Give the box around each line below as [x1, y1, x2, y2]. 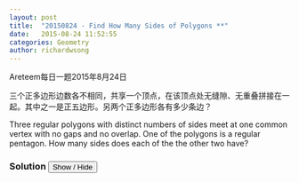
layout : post [9, 12, 58, 22]
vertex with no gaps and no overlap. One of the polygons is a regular [9, 129, 261, 139]
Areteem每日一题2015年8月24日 [9, 72, 127, 83]
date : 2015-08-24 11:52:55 [9, 29, 117, 38]
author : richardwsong [9, 46, 90, 55]
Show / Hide [52, 162, 93, 172]
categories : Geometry [9, 37, 90, 47]
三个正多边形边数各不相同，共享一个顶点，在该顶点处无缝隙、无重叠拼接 [9, 91, 274, 101]
